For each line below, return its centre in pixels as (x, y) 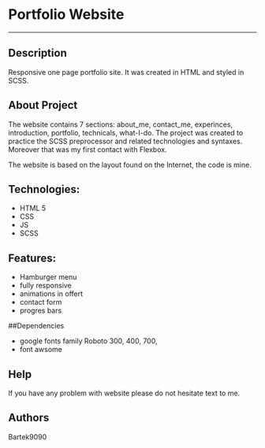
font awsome (41, 350)
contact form (41, 302)
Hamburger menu (48, 277)
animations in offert (51, 294)
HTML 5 (33, 208)
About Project (43, 105)
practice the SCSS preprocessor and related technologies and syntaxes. (125, 141)
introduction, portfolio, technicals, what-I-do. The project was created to (126, 132)
